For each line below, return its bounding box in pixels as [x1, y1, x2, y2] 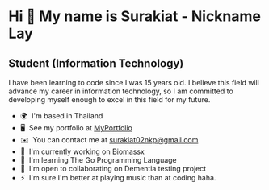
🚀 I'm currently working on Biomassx [19, 147, 145, 156]
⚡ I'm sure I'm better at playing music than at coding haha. [19, 173, 216, 182]
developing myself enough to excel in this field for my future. [8, 95, 211, 104]
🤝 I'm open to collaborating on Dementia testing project [19, 164, 207, 173]
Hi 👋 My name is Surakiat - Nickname [8, 7, 261, 26]
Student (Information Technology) [8, 56, 184, 70]
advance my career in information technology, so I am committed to [8, 86, 234, 96]
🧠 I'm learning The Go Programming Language [19, 155, 178, 164]
